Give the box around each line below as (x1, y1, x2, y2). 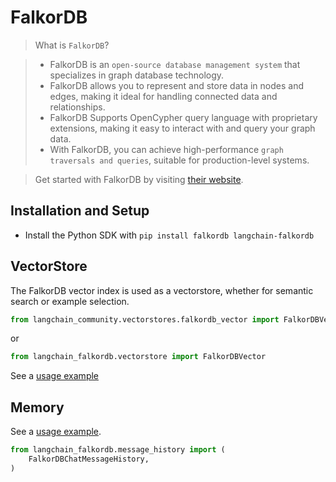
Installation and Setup (10, 202, 150, 220)
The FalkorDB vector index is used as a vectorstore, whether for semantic (10, 284, 314, 296)
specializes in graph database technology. (49, 69, 225, 81)
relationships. (49, 101, 106, 113)
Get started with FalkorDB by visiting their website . (34, 173, 244, 185)
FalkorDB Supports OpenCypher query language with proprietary (49, 111, 318, 123)
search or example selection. (10, 295, 130, 307)
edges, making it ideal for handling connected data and (49, 90, 278, 102)
